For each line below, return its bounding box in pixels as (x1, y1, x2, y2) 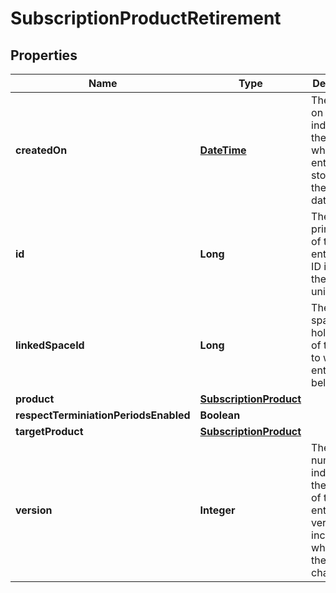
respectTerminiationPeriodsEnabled (15, 408, 191, 422)
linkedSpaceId (15, 338, 85, 352)
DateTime (199, 143, 247, 157)
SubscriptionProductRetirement (10, 7, 282, 30)
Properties (10, 47, 78, 64)
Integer (199, 503, 236, 517)
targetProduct (15, 425, 84, 438)
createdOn (15, 143, 68, 157)
